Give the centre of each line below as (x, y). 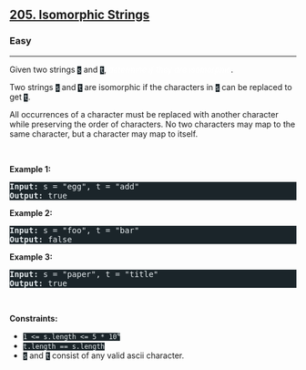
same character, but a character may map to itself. (104, 134)
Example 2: (31, 212)
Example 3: (31, 257)
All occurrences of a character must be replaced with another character (144, 114)
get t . (20, 97)
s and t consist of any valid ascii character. (103, 355)
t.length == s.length (63, 346)
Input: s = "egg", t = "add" (74, 186)
